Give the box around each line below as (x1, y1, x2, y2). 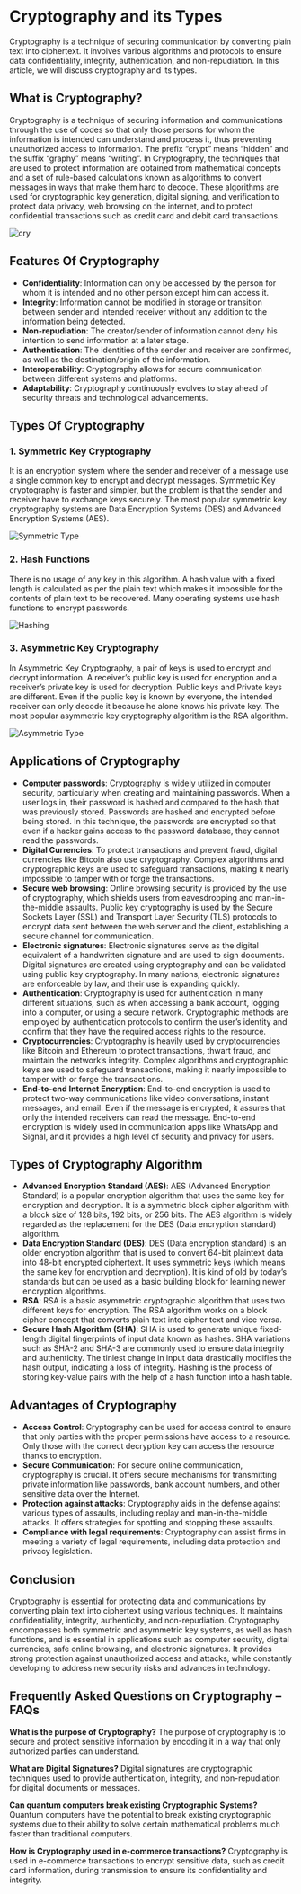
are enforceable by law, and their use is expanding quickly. (22, 978, 240, 989)
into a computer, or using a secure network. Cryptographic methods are (22, 1007, 289, 1018)
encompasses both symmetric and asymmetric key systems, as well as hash (9, 1624, 292, 1635)
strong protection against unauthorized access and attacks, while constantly (9, 1653, 292, 1664)
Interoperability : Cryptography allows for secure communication (22, 363, 263, 374)
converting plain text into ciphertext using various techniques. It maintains (9, 1605, 283, 1616)
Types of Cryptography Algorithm (9, 1157, 203, 1172)
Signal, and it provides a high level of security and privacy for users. (22, 1131, 275, 1142)
